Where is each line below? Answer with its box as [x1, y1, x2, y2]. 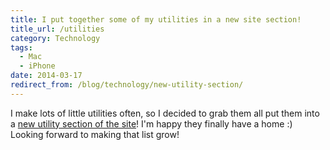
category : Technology [10, 33, 101, 43]
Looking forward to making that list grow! [10, 128, 180, 140]
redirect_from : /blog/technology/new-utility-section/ [10, 80, 244, 90]
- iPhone [19, 61, 56, 71]
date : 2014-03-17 [10, 71, 83, 81]
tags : [10, 42, 33, 53]
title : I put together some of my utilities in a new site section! [10, 14, 302, 25]
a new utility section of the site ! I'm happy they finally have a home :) [10, 117, 293, 130]
